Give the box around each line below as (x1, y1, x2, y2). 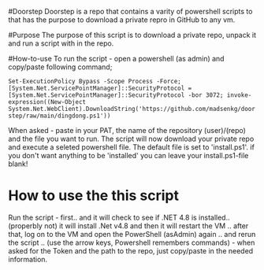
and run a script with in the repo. (8, 39, 114, 48)
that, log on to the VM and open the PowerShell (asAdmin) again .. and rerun (8, 229, 256, 239)
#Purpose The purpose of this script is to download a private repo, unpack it (8, 31, 257, 39)
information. (8, 254, 48, 264)
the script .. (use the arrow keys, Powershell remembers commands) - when (8, 238, 255, 247)
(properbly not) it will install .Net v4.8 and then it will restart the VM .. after (8, 220, 249, 231)
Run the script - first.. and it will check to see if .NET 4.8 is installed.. (8, 213, 230, 222)
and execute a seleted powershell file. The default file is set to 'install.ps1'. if (8, 142, 255, 152)
